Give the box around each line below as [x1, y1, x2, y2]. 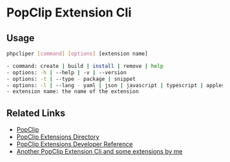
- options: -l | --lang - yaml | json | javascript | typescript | [6, 82, 204, 89]
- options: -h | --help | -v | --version [6, 69, 127, 76]
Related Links [6, 107, 66, 119]
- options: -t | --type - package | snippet [6, 76, 136, 82]
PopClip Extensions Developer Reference [16, 140, 133, 148]
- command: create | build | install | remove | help [6, 62, 164, 69]
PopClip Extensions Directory [16, 132, 100, 141]
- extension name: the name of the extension [6, 88, 139, 95]
